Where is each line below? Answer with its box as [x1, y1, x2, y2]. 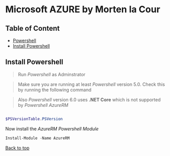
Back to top [5, 145, 30, 151]
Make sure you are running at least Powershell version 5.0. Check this [17, 81, 165, 87]
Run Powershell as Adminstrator [17, 71, 86, 77]
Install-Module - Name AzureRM [5, 136, 70, 141]
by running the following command [17, 86, 92, 93]
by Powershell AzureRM [17, 102, 69, 108]
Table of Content [5, 24, 60, 33]
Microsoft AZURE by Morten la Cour [5, 4, 160, 15]
